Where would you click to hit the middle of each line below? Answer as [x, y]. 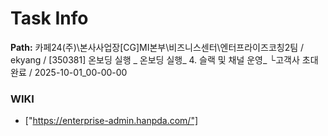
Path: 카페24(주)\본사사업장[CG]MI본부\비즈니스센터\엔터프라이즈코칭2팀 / [157, 47]
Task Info [49, 18]
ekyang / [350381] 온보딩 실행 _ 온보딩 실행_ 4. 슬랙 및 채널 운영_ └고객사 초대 [164, 59]
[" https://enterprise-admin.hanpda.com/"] [111, 121]
